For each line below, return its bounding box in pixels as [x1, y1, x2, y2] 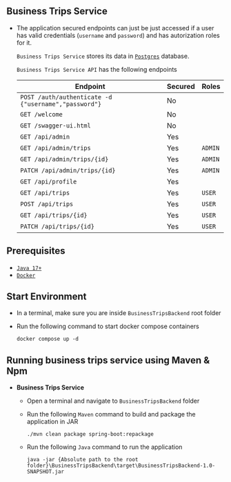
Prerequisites [6, 245, 66, 257]
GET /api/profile [19, 177, 77, 185]
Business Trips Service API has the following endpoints [16, 65, 177, 73]
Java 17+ [16, 265, 42, 272]
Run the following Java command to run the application [26, 443, 183, 451]
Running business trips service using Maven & [6, 354, 210, 366]
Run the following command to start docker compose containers [16, 322, 199, 330]
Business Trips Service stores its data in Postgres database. [16, 52, 190, 60]
